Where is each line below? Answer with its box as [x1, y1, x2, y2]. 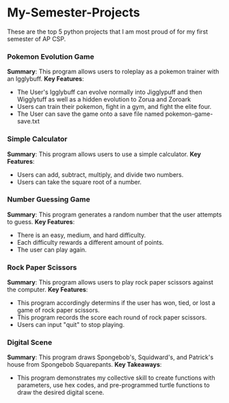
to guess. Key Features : [7, 217, 75, 225]
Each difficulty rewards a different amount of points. [16, 238, 164, 246]
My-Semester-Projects [7, 5, 140, 21]
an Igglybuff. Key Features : [7, 75, 84, 83]
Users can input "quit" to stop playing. [16, 321, 125, 329]
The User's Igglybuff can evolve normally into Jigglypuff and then [16, 88, 202, 97]
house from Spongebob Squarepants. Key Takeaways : [7, 361, 162, 369]
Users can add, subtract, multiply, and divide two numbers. [16, 170, 184, 179]
